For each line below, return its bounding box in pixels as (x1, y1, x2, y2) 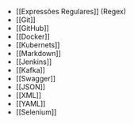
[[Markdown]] (15, 49, 62, 58)
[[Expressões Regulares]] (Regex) (15, 7, 127, 16)
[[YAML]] (15, 99, 46, 108)
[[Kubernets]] (15, 40, 60, 50)
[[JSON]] (15, 82, 46, 92)
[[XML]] (15, 91, 42, 100)
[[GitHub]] (15, 24, 49, 32)
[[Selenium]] (15, 107, 57, 117)
